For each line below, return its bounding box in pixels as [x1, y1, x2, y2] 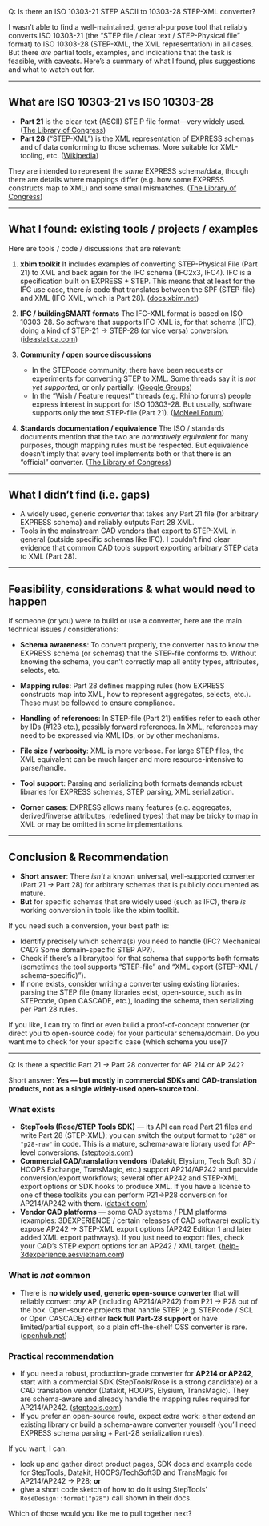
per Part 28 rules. [19, 1004, 78, 1015]
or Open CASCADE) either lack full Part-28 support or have [19, 1313, 218, 1323]
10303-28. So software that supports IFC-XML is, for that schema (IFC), [19, 317, 257, 326]
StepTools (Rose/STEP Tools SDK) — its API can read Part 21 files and [19, 1122, 253, 1131]
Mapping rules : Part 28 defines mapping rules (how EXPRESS [19, 681, 225, 691]
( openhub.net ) [19, 1330, 68, 1340]
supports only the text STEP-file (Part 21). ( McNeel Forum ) [31, 407, 225, 417]
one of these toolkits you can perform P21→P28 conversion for [19, 1190, 228, 1200]
